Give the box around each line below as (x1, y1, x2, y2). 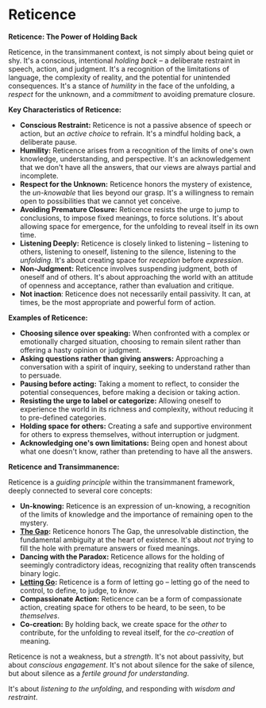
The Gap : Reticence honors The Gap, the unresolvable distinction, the (19, 526, 249, 536)
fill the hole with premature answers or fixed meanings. (19, 543, 200, 553)
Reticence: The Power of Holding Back (8, 32, 137, 41)
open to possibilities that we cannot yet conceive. (19, 196, 183, 206)
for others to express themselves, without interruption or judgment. (19, 429, 240, 439)
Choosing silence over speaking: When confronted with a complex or (19, 328, 250, 338)
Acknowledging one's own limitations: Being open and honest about (19, 438, 248, 447)
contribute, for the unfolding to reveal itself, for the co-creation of (19, 628, 234, 637)
